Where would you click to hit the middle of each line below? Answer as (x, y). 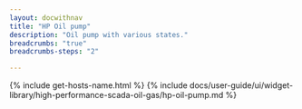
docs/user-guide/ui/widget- (241, 85)
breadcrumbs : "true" (49, 43)
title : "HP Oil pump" (50, 26)
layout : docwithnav (46, 18)
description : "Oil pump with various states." (99, 35)
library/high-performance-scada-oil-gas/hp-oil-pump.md (117, 95)
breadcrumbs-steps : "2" (54, 52)
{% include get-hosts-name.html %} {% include (98, 85)
